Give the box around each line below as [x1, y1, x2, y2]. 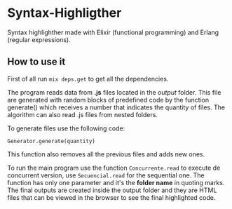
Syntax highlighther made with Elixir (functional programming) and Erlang [7, 28, 219, 36]
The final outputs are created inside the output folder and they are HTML [7, 186, 217, 194]
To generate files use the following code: [7, 124, 125, 133]
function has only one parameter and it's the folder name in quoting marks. [7, 178, 225, 187]
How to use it [7, 56, 66, 68]
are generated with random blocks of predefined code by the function [7, 95, 210, 104]
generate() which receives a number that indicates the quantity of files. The [7, 103, 226, 112]
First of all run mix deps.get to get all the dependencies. [7, 74, 169, 83]
